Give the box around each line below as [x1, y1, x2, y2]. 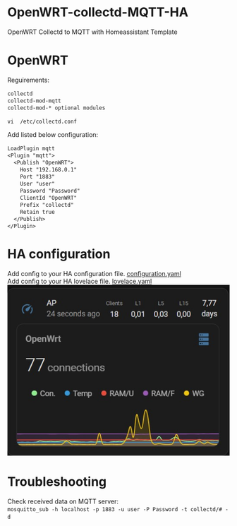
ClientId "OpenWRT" [20, 194, 78, 201]
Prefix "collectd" [20, 201, 74, 208]
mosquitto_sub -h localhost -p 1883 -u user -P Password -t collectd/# [7, 506, 222, 513]
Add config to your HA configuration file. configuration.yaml [7, 269, 181, 277]
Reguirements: [7, 76, 49, 84]
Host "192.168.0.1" [20, 166, 78, 173]
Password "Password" [20, 187, 80, 194]
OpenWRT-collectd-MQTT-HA [7, 4, 189, 20]
